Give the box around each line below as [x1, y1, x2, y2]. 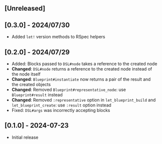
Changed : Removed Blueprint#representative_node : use [11, 87, 126, 92]
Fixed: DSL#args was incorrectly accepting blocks [11, 108, 110, 113]
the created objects [11, 82, 51, 88]
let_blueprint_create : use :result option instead [11, 102, 111, 108]
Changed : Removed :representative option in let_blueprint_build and [11, 97, 156, 103]
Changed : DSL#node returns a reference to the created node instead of [11, 66, 152, 72]
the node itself [11, 71, 41, 77]
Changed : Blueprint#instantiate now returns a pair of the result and [11, 76, 151, 82]
